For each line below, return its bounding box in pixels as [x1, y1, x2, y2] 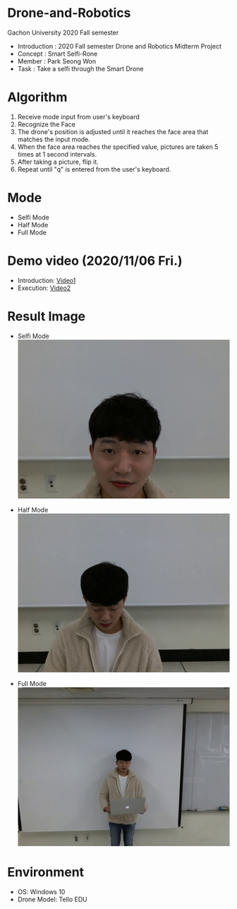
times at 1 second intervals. [17, 150, 97, 158]
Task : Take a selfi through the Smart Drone [17, 64, 144, 73]
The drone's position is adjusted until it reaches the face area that [17, 127, 209, 136]
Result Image [7, 308, 86, 324]
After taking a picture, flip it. [17, 157, 99, 166]
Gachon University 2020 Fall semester [7, 28, 119, 37]
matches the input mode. [17, 135, 90, 143]
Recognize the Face [17, 120, 75, 128]
